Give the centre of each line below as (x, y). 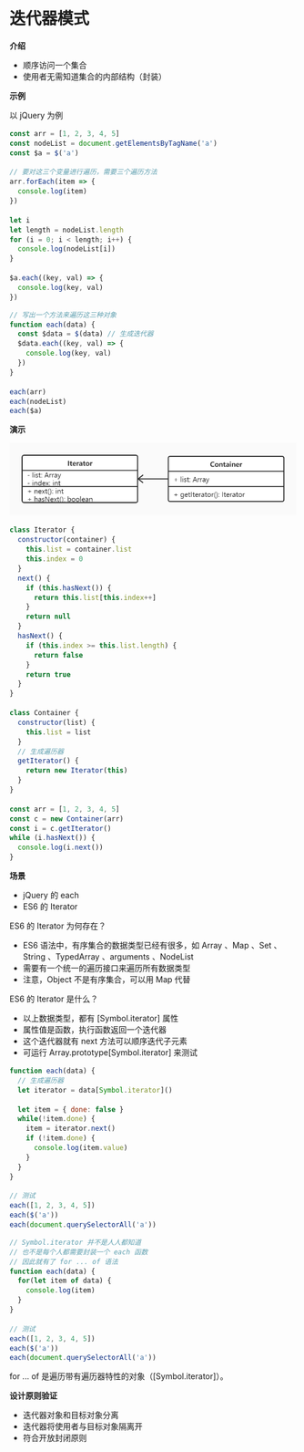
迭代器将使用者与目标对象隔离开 (82, 1426)
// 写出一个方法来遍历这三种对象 (63, 315)
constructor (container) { (67, 540)
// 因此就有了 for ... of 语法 (64, 1261)
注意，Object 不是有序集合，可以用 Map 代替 (106, 980)
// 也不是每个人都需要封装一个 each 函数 (79, 1252)
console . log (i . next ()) (61, 848)
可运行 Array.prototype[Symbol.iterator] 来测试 (110, 1053)
